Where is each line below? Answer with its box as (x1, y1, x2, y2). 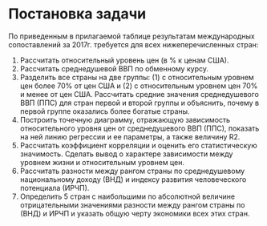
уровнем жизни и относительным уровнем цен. (19, 157, 184, 167)
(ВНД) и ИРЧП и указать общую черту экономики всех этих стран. (19, 208, 250, 218)
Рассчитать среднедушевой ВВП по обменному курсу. (19, 63, 208, 73)
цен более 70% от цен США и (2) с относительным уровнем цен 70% (19, 81, 258, 91)
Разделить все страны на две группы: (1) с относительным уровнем (19, 72, 254, 82)
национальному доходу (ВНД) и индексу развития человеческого (19, 174, 247, 184)
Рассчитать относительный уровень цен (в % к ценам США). (19, 55, 229, 65)
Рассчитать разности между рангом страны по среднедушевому (19, 166, 245, 176)
